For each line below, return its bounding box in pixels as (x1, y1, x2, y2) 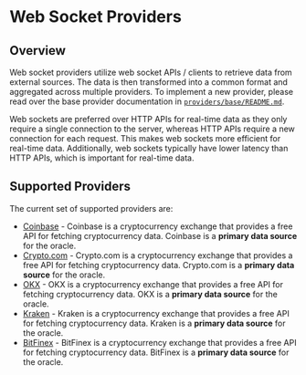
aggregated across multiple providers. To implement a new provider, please (9, 87, 294, 97)
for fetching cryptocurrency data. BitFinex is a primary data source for (22, 347, 290, 358)
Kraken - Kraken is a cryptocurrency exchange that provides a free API (22, 307, 290, 318)
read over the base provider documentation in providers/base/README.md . (9, 96, 285, 107)
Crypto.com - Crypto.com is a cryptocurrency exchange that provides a (22, 249, 293, 261)
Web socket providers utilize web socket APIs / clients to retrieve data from (9, 67, 292, 78)
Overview (9, 43, 67, 58)
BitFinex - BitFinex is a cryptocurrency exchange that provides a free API (22, 337, 297, 348)
